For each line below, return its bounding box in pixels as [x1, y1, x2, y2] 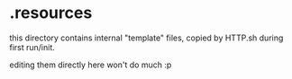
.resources [9, 3, 93, 23]
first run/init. [9, 41, 56, 52]
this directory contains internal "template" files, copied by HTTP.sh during [9, 32, 284, 43]
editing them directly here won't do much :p [9, 59, 172, 70]
